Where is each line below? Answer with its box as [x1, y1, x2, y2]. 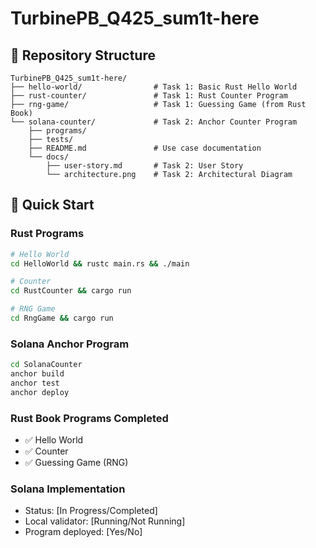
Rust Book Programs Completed [10, 411, 169, 425]
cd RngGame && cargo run [10, 313, 114, 324]
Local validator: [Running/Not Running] [24, 515, 186, 527]
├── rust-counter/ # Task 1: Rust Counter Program [10, 91, 288, 101]
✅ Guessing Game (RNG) [24, 457, 129, 469]
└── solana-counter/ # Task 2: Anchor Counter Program [10, 117, 298, 127]
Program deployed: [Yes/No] [24, 526, 143, 538]
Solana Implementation [10, 482, 126, 496]
